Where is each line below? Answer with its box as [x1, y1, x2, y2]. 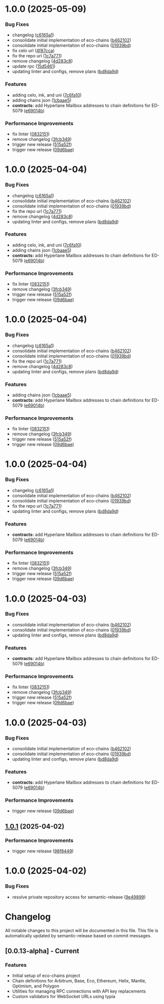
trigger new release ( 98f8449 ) [12, 848, 74, 854]
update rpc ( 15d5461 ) [12, 63, 56, 69]
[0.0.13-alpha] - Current [5, 947, 79, 955]
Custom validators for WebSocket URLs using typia [12, 994, 116, 1000]
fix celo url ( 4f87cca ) [12, 48, 55, 53]
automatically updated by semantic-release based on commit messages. [5, 932, 152, 938]
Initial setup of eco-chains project [12, 973, 81, 978]
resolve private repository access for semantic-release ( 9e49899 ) [12, 894, 146, 900]
